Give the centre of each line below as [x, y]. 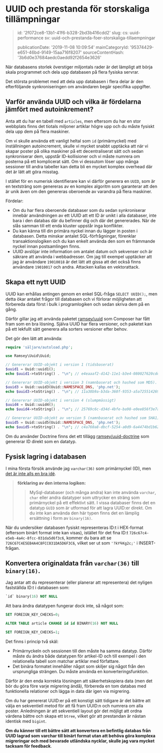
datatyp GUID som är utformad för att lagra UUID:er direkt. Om [90, 508]
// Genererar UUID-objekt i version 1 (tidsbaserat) [60, 365]
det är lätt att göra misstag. [32, 172]
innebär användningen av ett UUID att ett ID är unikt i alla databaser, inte [84, 215]
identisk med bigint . [26, 721]
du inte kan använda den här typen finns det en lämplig [84, 513]
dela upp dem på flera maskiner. [37, 131]
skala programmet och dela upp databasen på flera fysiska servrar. [72, 72]
